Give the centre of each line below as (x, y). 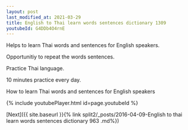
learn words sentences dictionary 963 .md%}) (63, 121)
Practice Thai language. (35, 69)
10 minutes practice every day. (44, 80)
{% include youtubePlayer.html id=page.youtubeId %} (72, 103)
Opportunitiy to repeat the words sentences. (60, 57)
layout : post (22, 12)
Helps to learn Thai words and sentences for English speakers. (83, 45)
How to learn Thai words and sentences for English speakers (81, 92)
